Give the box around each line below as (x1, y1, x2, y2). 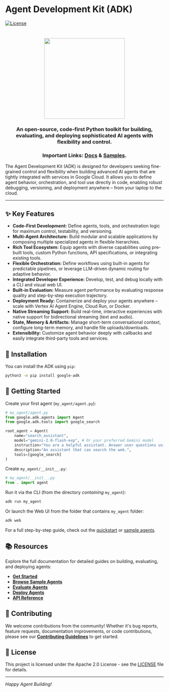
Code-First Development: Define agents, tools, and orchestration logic (12, 223, 160, 229)
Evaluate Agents (12, 584, 48, 590)
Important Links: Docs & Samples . (42, 152, 127, 159)
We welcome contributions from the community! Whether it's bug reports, (5, 622, 158, 628)
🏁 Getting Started (5, 387, 61, 396)
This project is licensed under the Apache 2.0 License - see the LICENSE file (5, 661, 164, 667)
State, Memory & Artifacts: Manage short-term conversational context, (12, 319, 161, 326)
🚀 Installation (5, 350, 47, 358)
